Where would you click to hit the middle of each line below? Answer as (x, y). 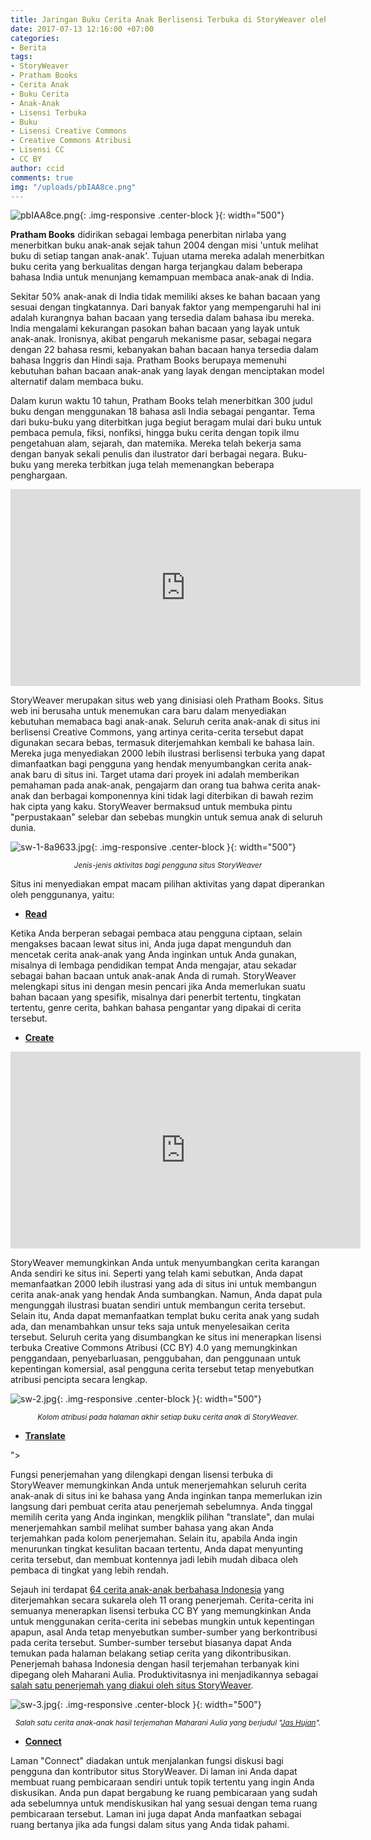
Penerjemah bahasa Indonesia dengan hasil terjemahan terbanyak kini (155, 1664)
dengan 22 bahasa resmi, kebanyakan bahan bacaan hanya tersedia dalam (164, 350)
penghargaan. (39, 475)
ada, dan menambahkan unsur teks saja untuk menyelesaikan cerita (150, 1327)
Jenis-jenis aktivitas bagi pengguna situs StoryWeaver (168, 866)
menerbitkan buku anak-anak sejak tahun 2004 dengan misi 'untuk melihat (164, 245)
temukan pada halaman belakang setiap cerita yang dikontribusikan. (151, 1653)
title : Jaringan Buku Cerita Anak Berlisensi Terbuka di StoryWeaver (158, 19)
